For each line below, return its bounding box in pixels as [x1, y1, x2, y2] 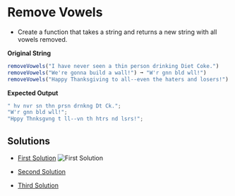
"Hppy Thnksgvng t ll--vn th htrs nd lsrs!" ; [7, 115, 143, 122]
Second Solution [17, 168, 66, 175]
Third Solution [17, 181, 59, 190]
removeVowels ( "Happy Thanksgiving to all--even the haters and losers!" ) [7, 76, 229, 83]
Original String [7, 49, 52, 57]
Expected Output [7, 88, 59, 97]
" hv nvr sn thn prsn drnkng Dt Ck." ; [7, 102, 121, 110]
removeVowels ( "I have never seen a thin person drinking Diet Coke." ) [7, 62, 219, 69]
